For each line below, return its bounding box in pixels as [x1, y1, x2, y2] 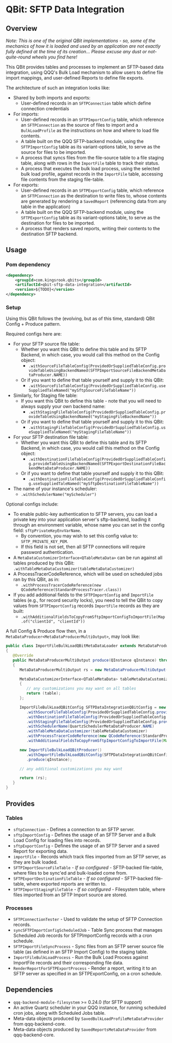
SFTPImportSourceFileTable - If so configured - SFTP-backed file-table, [13, 864, 163, 870]
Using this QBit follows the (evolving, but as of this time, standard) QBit [6, 315, 155, 322]
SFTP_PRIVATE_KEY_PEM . [20, 538, 68, 545]
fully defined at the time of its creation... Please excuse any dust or [6, 49, 147, 54]
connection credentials [20, 106, 69, 111]
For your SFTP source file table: [13, 341, 80, 347]
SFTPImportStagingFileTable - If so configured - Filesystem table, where [13, 886, 165, 892]
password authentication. [20, 549, 75, 555]
